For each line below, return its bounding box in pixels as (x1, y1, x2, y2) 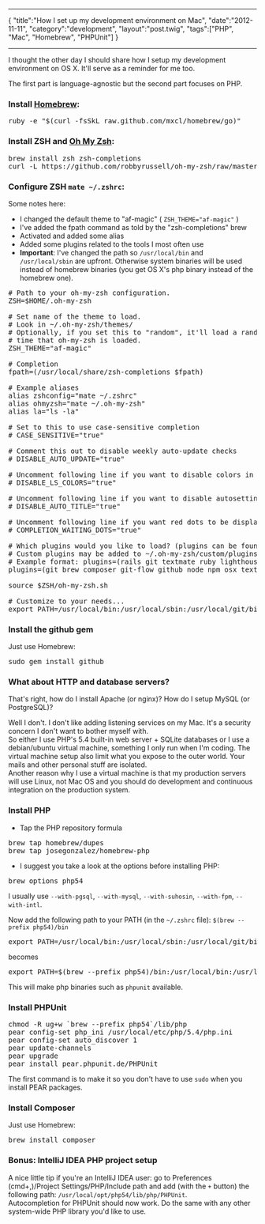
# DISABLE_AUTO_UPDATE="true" (8, 454, 125, 463)
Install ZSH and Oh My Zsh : (8, 136, 115, 147)
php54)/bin (32, 923, 69, 931)
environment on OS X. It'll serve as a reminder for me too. (8, 64, 196, 73)
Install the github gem (8, 624, 94, 635)
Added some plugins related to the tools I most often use (19, 239, 204, 249)
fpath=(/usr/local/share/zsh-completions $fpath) (8, 367, 204, 376)
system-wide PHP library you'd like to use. (8, 1207, 147, 1216)
